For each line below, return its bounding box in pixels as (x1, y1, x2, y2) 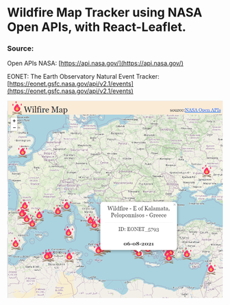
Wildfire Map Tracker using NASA (7, 5, 203, 21)
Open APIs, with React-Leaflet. (7, 19, 187, 35)
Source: (7, 44, 34, 53)
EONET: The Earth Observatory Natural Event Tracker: (7, 72, 159, 81)
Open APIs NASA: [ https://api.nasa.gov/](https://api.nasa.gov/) (7, 59, 183, 68)
